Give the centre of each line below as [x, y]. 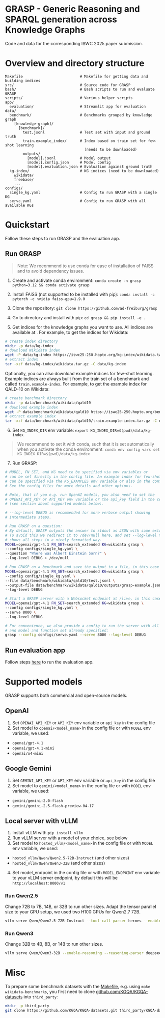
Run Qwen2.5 [22, 896]
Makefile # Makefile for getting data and [77, 76]
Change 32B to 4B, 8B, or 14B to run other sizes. [54, 944]
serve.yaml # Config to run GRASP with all [78, 201]
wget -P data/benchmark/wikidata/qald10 [47, 412]
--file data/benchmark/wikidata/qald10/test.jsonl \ [60, 580]
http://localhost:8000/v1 [39, 883]
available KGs [20, 205]
